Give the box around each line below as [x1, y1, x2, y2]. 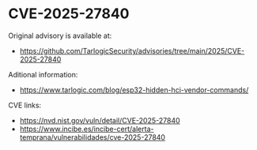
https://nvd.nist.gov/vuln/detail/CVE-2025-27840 [19, 115, 180, 125]
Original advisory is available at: [8, 31, 112, 40]
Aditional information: [8, 69, 78, 79]
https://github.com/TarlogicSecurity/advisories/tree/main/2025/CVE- [19, 46, 245, 55]
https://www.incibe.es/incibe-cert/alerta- [19, 124, 154, 133]
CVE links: [8, 100, 42, 110]
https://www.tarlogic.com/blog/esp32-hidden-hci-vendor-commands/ [19, 84, 249, 95]
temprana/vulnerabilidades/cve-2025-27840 [19, 132, 166, 142]
